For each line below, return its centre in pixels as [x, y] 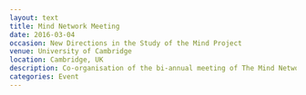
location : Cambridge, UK [56, 60]
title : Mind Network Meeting [65, 26]
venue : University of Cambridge [71, 52]
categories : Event [44, 77]
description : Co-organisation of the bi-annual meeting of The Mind [142, 69]
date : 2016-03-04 [42, 34]
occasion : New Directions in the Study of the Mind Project [126, 43]
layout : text [34, 18]
